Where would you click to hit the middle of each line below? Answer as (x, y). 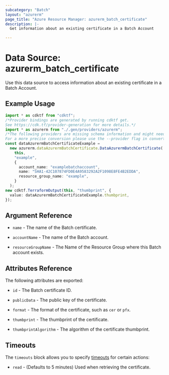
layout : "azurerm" (24, 15)
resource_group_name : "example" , (54, 176)
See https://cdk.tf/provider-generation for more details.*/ (71, 125)
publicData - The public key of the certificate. (60, 300)
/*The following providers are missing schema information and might (80, 134)
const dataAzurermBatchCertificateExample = (53, 144)
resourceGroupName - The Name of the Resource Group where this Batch (87, 247)
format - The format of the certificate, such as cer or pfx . (71, 310)
